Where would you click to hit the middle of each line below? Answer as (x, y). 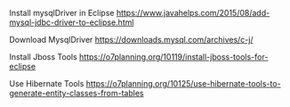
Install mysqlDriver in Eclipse (62, 13)
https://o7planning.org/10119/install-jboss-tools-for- (173, 57)
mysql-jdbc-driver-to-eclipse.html (72, 22)
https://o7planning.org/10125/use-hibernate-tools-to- (184, 83)
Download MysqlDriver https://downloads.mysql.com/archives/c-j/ (131, 40)
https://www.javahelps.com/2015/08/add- (193, 13)
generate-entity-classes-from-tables (77, 93)
